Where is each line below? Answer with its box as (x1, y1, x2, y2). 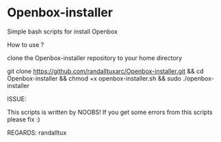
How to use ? (7, 40, 44, 48)
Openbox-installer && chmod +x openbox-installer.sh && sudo (7, 74, 181, 83)
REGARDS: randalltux (7, 128, 67, 137)
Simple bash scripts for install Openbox (7, 27, 118, 35)
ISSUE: (7, 94, 27, 103)
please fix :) (7, 115, 40, 124)
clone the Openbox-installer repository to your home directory (7, 53, 183, 62)
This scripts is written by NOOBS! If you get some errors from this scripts (7, 108, 213, 116)
